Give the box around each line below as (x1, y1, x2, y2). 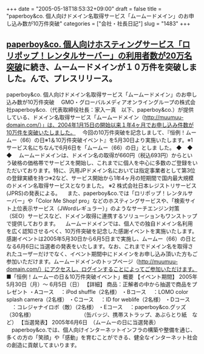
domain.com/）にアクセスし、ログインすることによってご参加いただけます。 (6, 265, 198, 273)
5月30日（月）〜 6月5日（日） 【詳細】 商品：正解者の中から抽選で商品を (6, 281, 192, 288)
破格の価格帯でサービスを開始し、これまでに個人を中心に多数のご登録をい (11, 159, 198, 166)
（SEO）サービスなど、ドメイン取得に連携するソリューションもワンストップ (6, 212, 197, 219)
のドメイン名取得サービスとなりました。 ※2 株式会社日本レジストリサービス (6, 182, 197, 189)
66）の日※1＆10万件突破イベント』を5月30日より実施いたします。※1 (22, 136, 193, 143)
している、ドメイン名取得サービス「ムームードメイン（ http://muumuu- (6, 114, 184, 121)
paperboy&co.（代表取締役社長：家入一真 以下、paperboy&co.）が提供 (11, 106, 194, 113)
